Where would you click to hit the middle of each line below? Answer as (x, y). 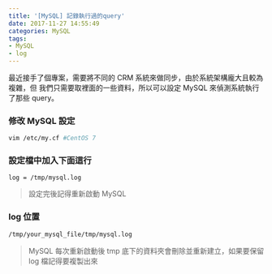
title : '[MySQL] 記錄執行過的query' (67, 16)
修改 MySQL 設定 (42, 121)
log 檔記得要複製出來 (63, 261)
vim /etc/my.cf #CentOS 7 (52, 139)
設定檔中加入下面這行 (50, 161)
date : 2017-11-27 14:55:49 (54, 24)
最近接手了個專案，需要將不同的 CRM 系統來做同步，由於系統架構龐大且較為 (136, 77)
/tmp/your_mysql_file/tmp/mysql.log (70, 234)
